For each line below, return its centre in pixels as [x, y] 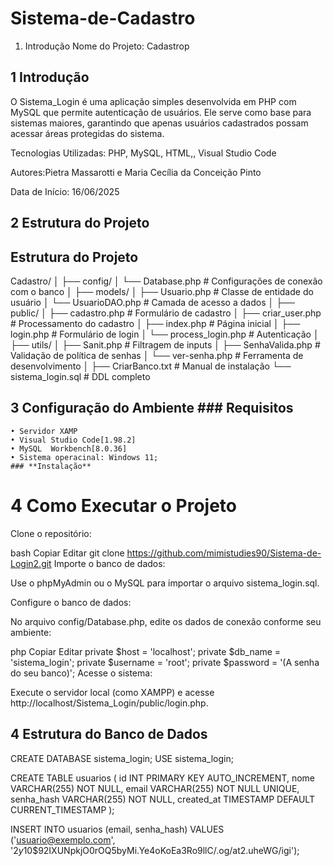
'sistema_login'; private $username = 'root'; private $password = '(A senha [165, 662]
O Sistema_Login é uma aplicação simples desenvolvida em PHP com [153, 101]
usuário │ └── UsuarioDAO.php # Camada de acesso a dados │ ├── [152, 302]
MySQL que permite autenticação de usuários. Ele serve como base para [161, 112]
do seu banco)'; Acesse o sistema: [81, 673]
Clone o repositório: [51, 533]
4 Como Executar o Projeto [124, 505]
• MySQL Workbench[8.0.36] [69, 448]
